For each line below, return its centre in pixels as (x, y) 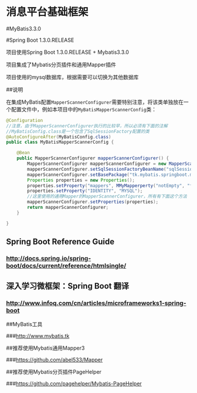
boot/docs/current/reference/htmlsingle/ (66, 266)
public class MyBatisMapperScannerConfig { (60, 142)
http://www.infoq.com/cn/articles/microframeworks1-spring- (96, 303)
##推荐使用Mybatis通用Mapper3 (45, 348)
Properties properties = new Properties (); (81, 180)
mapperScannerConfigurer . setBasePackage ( (79, 175)
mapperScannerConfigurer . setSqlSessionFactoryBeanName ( (97, 169)
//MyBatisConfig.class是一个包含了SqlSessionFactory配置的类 (78, 131)
